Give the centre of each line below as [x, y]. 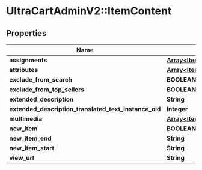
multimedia [26, 119]
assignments [28, 60]
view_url [22, 158]
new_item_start [32, 148]
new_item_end [31, 138]
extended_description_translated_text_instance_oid [85, 109]
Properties [26, 33]
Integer [177, 109]
